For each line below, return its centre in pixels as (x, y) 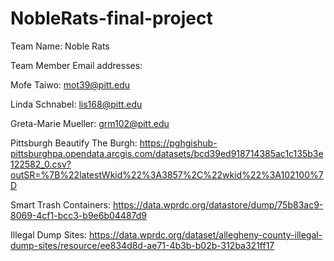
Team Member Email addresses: (76, 65)
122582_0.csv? (41, 164)
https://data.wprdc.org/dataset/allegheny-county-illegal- (205, 234)
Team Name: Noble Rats (60, 46)
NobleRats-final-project (111, 18)
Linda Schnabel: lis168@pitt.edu (76, 104)
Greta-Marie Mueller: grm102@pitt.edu (90, 123)
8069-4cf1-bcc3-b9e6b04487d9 (79, 215)
